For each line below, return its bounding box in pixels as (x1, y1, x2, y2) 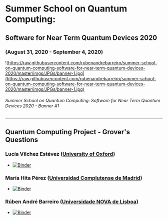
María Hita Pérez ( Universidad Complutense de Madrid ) (5, 174, 142, 181)
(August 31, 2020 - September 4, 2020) (5, 48, 103, 55)
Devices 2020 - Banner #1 (5, 103, 59, 109)
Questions (5, 136, 38, 144)
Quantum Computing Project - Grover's (5, 128, 130, 136)
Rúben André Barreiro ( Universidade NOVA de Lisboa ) (5, 198, 138, 205)
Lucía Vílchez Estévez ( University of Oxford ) (5, 151, 115, 158)
